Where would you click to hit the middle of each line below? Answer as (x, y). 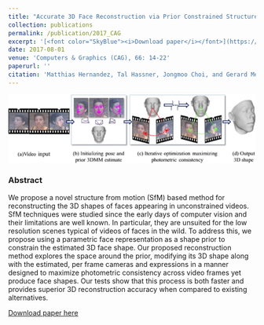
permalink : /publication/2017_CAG (65, 33)
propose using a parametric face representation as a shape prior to (117, 239)
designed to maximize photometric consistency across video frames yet (125, 272)
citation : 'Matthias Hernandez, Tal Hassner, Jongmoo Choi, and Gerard (128, 75)
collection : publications (50, 25)
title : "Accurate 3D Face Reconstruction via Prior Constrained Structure (133, 16)
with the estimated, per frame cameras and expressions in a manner (119, 264)
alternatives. (28, 298)
